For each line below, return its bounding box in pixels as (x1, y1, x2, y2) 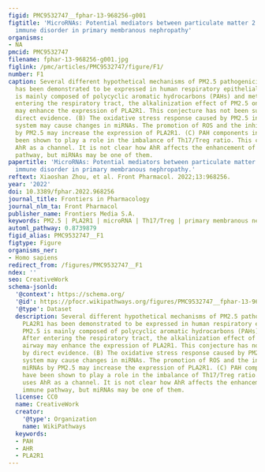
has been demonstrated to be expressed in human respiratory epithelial (15, 84, 259, 93)
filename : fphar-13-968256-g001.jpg (8, 56, 129, 64)
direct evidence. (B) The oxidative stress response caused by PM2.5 (15, 114, 248, 122)
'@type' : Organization (22, 415, 97, 423)
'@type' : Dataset (15, 305, 73, 313)
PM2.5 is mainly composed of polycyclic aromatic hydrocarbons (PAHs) (22, 327, 259, 335)
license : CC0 (15, 393, 58, 401)
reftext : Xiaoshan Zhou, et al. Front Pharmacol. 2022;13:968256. (8, 173, 231, 182)
